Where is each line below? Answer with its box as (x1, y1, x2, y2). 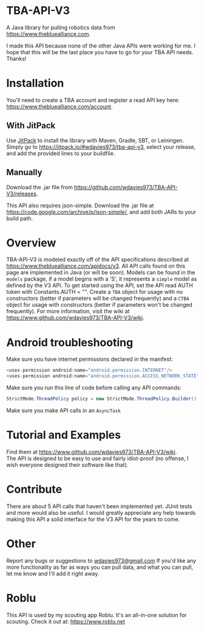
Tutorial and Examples (6, 428, 121, 442)
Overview (6, 235, 56, 249)
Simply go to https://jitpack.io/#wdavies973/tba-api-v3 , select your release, (6, 143, 196, 150)
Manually (6, 167, 42, 178)
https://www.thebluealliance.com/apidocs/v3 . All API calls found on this (6, 262, 186, 270)
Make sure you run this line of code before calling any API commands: (6, 384, 182, 391)
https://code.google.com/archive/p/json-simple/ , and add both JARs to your (6, 208, 196, 215)
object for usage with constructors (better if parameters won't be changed (6, 301, 192, 309)
